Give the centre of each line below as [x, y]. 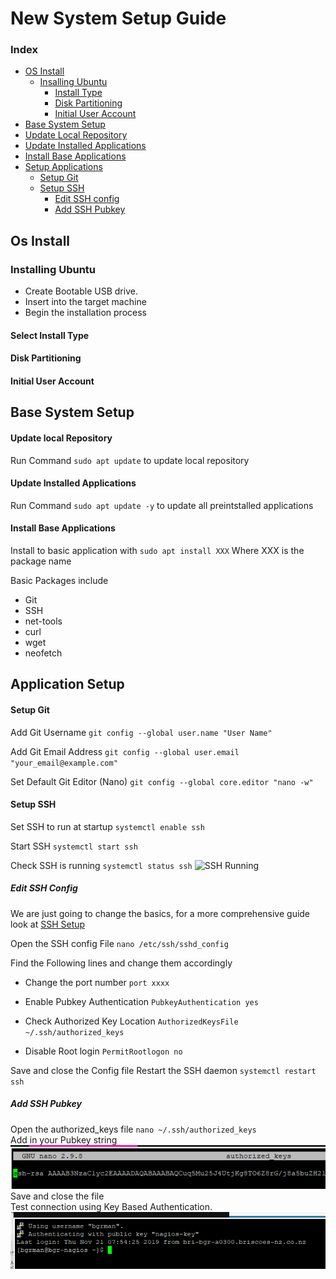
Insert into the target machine [85, 302]
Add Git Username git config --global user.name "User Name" [141, 732]
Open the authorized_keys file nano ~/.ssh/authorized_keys [133, 1129]
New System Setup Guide [118, 18]
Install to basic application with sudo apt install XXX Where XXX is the [157, 550]
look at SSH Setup [48, 924]
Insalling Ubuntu [73, 82]
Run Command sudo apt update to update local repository [130, 460]
